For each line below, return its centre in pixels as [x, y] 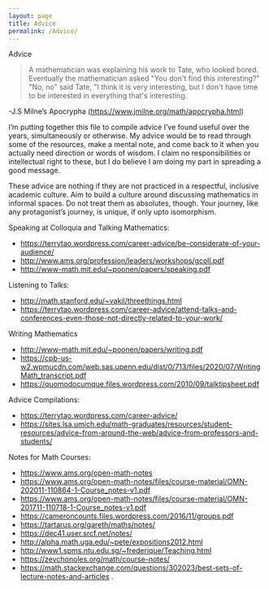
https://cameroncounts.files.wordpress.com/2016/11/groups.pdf [127, 516]
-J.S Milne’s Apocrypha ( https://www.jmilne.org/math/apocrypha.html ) [126, 111]
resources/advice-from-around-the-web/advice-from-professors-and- [139, 433]
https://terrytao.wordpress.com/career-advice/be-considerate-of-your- [140, 244]
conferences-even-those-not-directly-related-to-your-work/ [121, 318]
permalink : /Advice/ [43, 31]
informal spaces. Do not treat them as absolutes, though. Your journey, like [133, 203]
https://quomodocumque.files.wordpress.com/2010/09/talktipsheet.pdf [140, 384]
